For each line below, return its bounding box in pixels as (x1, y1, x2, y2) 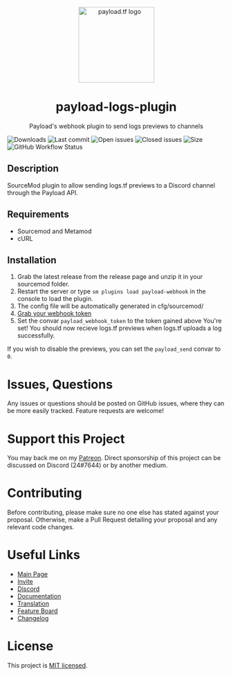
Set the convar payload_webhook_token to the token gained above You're (17, 317, 222, 325)
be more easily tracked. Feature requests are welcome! (7, 407, 165, 415)
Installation (7, 254, 57, 266)
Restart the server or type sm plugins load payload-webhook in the (17, 287, 206, 295)
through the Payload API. (7, 188, 78, 197)
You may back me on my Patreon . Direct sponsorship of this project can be (7, 454, 221, 462)
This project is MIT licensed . (7, 661, 88, 670)
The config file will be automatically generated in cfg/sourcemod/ (17, 302, 204, 311)
